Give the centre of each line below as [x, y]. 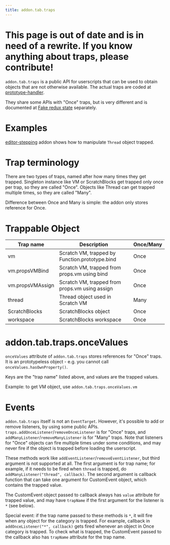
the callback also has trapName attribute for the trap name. [66, 537]
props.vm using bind [83, 274]
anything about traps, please [67, 57]
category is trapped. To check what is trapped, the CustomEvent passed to [83, 532]
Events [20, 407]
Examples [26, 128]
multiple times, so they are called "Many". [49, 193]
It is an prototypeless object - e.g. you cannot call [57, 362]
